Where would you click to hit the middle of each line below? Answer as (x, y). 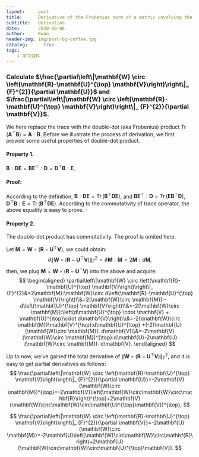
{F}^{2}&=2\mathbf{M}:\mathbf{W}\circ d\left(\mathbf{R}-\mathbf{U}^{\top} (100, 293)
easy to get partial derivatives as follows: (56, 364)
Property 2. (20, 223)
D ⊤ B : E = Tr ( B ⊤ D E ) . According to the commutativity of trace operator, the (98, 203)
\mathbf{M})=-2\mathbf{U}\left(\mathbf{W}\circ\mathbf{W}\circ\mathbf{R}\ (100, 436)
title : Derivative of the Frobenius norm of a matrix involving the (99, 17)
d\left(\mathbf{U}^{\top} (49, 306)
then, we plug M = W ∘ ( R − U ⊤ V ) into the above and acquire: (82, 270)
